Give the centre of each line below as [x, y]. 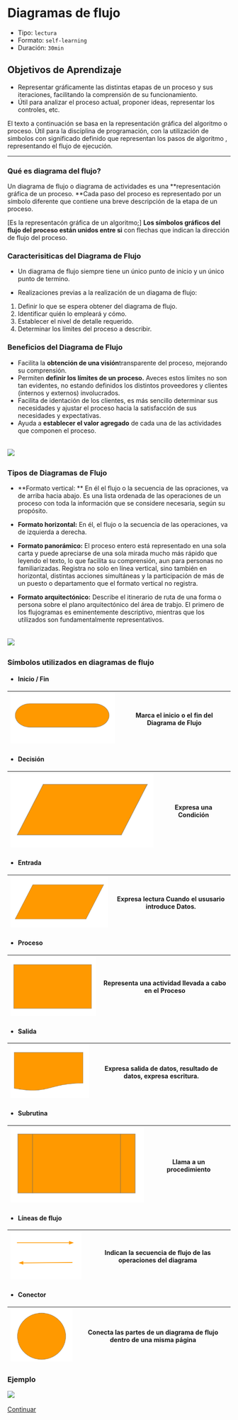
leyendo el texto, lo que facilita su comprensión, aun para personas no [120, 561]
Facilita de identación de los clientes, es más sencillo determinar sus [118, 400]
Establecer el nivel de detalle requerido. [75, 322]
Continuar [22, 1409]
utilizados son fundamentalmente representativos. [91, 620]
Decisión [31, 759]
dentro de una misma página [153, 1339]
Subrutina [33, 1113]
